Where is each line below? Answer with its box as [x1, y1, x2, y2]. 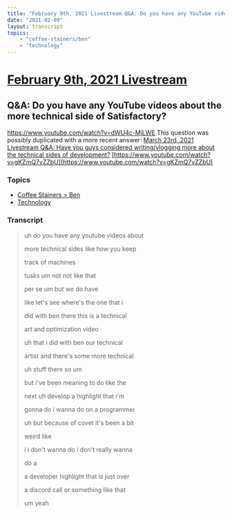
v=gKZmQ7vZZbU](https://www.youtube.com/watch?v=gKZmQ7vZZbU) [7, 158, 213, 166]
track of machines [23, 258, 76, 266]
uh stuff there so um [23, 365, 82, 373]
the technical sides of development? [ [7, 151, 115, 159]
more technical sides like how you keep [23, 245, 137, 253]
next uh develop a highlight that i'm [23, 392, 124, 400]
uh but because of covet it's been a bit [23, 419, 135, 427]
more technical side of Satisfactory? [7, 110, 167, 122]
